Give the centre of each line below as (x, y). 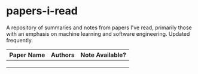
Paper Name (27, 55)
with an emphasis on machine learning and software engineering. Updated (98, 33)
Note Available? (103, 55)
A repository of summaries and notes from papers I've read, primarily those (99, 27)
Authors (63, 55)
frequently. (19, 40)
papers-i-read (42, 11)
